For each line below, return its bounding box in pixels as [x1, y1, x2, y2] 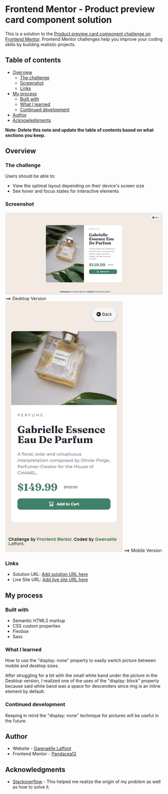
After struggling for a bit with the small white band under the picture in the [5, 673, 157, 679]
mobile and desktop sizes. [5, 663, 59, 669]
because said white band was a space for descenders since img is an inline [5, 683, 161, 689]
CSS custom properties [12, 623, 61, 629]
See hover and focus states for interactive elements [12, 188, 119, 194]
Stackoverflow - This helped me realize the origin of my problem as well [12, 778, 161, 785]
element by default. [5, 688, 45, 695]
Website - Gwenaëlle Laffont [12, 745, 71, 751]
